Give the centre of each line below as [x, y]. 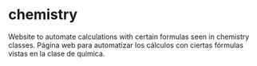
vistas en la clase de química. [57, 53]
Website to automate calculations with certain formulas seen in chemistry [129, 37]
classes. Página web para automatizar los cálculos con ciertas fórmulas [126, 45]
